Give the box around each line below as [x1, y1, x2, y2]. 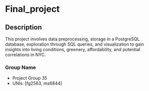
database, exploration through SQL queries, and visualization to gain [5, 41, 145, 47]
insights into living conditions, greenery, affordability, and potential [5, 47, 141, 52]
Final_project [5, 3, 60, 15]
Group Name [5, 64, 36, 71]
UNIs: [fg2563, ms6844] [12, 80, 63, 87]
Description [5, 23, 42, 31]
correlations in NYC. [5, 52, 46, 58]
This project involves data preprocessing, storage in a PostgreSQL [5, 36, 140, 42]
